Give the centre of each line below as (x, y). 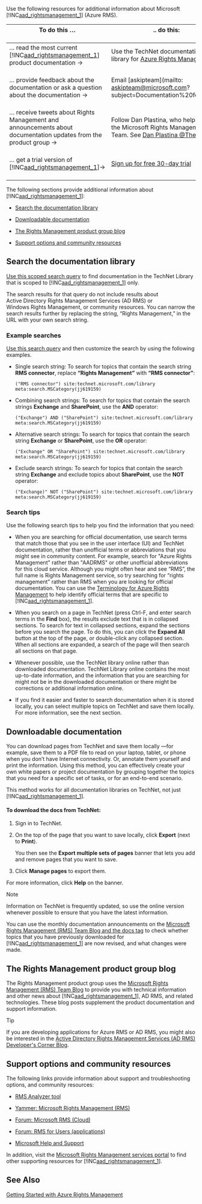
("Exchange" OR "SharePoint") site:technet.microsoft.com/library (100, 452)
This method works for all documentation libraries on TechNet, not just (94, 790)
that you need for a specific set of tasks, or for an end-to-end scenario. (95, 778)
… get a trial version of (41, 160)
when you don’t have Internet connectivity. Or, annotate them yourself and (98, 759)
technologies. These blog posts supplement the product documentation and (100, 1002)
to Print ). (26, 842)
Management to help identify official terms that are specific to (91, 595)
